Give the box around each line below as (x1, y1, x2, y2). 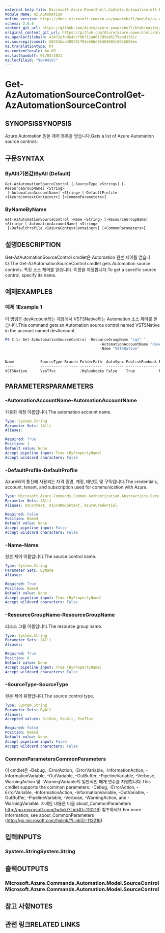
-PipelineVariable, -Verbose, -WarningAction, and (27, 795, 127, 801)
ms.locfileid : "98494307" (5, 58, 58, 63)
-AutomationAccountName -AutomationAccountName (5, 397, 137, 404)
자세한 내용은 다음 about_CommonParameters (41, 800, 132, 806)
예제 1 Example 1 (5, 304, 43, 311)
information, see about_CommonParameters (5, 812, 94, 818)
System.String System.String (5, 848, 76, 855)
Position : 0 (5, 656, 29, 661)
